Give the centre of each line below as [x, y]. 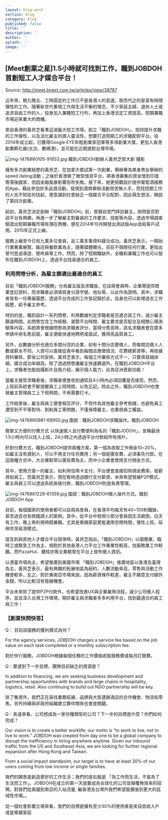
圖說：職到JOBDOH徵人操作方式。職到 [108, 494]
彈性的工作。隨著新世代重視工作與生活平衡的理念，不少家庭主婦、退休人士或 [84, 107]
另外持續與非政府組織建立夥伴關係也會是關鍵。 [62, 704]
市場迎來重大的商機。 [27, 119]
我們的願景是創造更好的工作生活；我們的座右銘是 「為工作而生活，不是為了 [82, 777]
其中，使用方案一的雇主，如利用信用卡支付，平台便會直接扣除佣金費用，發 [82, 471]
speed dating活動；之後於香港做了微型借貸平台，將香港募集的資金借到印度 [82, 176]
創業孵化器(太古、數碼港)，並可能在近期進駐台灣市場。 [62, 148]
